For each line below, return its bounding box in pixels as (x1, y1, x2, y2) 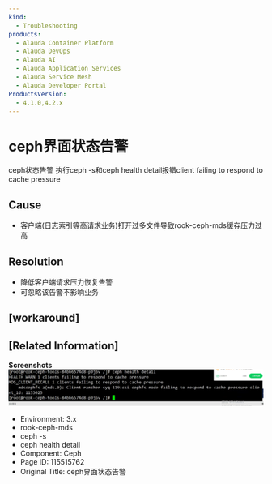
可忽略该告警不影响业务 (19, 287, 99, 297)
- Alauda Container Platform (15, 39, 114, 47)
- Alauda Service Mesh (15, 73, 92, 81)
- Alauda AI (15, 56, 57, 64)
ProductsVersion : (8, 90, 67, 98)
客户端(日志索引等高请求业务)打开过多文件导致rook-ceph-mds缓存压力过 (19, 221, 262, 230)
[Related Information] (8, 339, 119, 353)
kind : (8, 13, 27, 21)
